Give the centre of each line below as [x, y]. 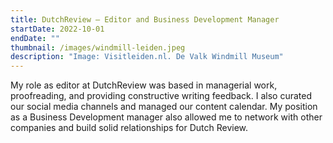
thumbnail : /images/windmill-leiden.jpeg [98, 47]
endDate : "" [35, 38]
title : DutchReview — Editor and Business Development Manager [145, 19]
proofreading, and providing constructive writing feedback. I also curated [161, 96]
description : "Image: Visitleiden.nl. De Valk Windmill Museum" [147, 57]
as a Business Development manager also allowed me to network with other [166, 117]
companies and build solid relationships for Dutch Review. [129, 128]
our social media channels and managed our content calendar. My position [164, 107]
